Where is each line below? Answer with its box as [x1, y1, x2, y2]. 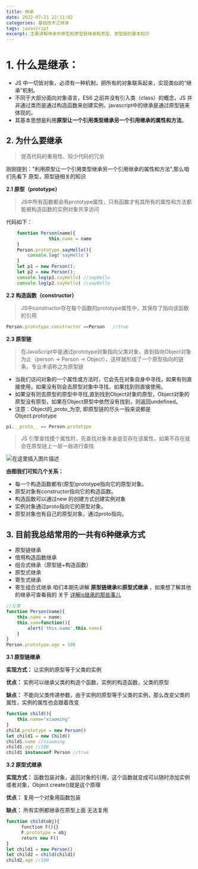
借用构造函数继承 [14, 554, 57, 561]
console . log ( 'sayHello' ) [27, 252, 89, 258]
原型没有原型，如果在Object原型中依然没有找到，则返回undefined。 [14, 398, 181, 405]
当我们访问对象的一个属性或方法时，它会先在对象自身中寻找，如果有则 [14, 375, 187, 382]
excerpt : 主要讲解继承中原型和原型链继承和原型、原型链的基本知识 [6, 31, 150, 37]
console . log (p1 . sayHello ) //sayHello [17, 274, 111, 280]
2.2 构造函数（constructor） [6, 292, 77, 299]
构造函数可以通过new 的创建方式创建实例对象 [14, 496, 126, 503]
